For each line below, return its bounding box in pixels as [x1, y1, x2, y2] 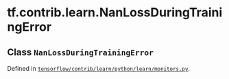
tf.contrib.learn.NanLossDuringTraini [7, 5, 223, 20]
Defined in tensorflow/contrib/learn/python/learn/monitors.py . [7, 65, 191, 72]
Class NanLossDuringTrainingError [7, 46, 154, 58]
